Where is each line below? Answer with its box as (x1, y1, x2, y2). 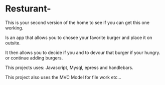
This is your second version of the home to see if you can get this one (5, 19, 149, 25)
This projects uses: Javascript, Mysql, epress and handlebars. (5, 64, 134, 70)
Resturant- (5, 3, 51, 14)
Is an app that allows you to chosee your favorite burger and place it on (5, 34, 152, 40)
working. (5, 24, 24, 30)
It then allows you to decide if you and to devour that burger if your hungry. (5, 49, 160, 55)
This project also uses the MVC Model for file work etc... (5, 74, 122, 80)
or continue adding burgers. (5, 54, 63, 60)
